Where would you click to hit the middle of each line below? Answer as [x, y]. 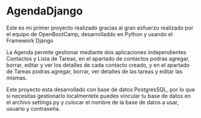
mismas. [17, 78]
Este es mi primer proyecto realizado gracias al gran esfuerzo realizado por [100, 28]
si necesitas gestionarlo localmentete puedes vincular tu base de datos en [99, 96]
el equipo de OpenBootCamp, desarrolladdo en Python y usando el [90, 34]
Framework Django [30, 40]
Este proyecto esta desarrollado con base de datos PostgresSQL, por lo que [101, 89]
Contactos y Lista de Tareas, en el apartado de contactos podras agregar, [98, 58]
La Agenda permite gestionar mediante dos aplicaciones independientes [96, 52]
